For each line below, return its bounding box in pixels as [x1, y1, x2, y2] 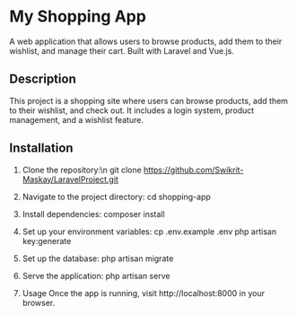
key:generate [22, 235, 72, 246]
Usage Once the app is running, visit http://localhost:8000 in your [22, 287, 265, 298]
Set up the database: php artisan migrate [22, 253, 174, 264]
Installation [9, 141, 74, 156]
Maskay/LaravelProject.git [22, 173, 119, 185]
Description [9, 72, 76, 87]
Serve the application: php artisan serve [22, 270, 170, 281]
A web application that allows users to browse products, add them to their [9, 36, 283, 47]
